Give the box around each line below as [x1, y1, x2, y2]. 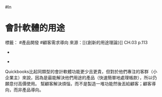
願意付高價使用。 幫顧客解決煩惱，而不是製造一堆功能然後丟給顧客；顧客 [5, 81, 152, 86]
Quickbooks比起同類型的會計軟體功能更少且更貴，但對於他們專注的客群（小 [5, 68, 158, 74]
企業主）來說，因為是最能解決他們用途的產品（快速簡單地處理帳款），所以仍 [5, 75, 157, 81]
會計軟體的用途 [5, 23, 65, 33]
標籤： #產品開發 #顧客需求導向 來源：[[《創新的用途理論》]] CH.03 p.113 [5, 39, 148, 45]
